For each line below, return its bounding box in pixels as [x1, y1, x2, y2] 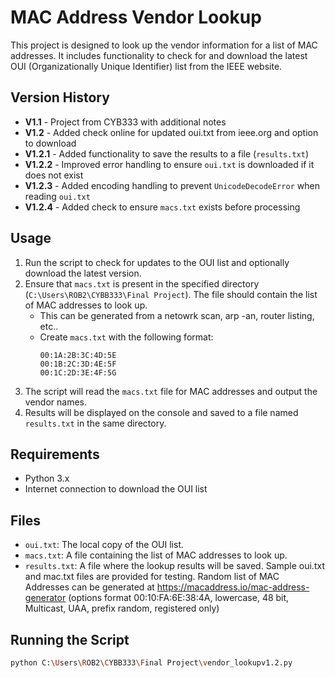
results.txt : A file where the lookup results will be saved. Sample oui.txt [24, 560, 325, 572]
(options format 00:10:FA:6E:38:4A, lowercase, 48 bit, [68, 592, 290, 604]
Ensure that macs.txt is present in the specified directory [24, 277, 260, 290]
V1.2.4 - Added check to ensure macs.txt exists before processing [24, 201, 301, 213]
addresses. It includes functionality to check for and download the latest [10, 49, 308, 61]
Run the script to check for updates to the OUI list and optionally [24, 256, 290, 268]
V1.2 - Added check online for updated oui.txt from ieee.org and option [24, 126, 319, 138]
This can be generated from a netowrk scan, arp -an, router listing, [39, 309, 315, 321]
